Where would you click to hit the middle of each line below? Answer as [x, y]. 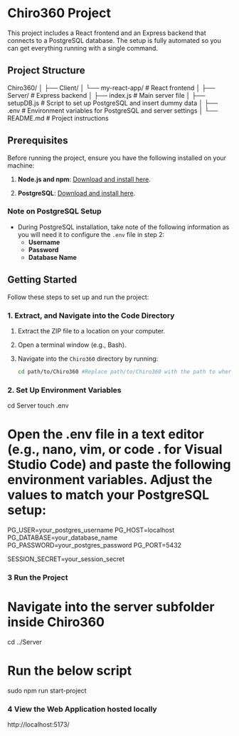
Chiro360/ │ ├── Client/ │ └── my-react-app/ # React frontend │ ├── [111, 88]
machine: [21, 165]
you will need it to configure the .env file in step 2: [91, 234]
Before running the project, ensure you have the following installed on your [117, 158]
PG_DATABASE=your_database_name [63, 538]
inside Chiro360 [56, 622]
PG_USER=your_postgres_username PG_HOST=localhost [91, 530]
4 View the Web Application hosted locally [83, 709]
